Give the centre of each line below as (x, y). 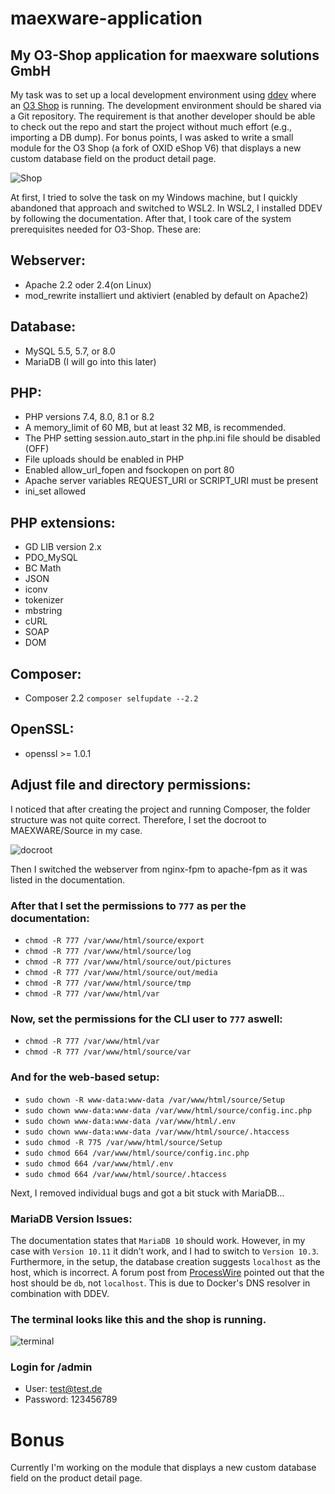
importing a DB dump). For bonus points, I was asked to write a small (152, 137)
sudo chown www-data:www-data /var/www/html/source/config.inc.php (168, 1110)
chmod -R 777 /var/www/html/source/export (114, 940)
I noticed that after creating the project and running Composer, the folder (160, 809)
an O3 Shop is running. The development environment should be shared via (166, 105)
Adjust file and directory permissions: (131, 785)
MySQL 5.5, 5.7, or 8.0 (70, 351)
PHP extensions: (63, 522)
